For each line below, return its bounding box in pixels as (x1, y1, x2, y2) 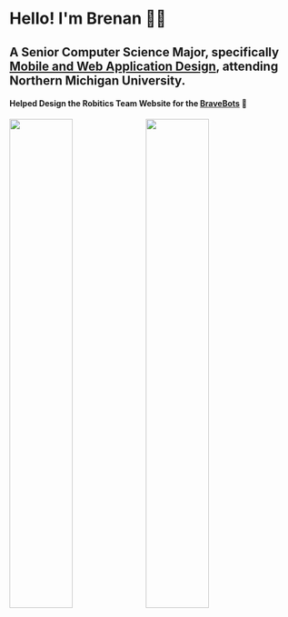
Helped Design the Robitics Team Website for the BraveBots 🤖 (9, 98, 247, 109)
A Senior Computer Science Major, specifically (9, 45, 280, 60)
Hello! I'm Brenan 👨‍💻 (9, 8, 166, 29)
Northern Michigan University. (9, 73, 186, 88)
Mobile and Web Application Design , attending (9, 58, 279, 74)
